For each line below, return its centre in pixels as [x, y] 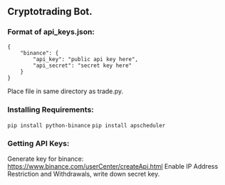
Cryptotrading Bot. [50, 12]
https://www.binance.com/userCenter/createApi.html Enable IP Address [113, 166]
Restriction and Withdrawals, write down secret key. [84, 174]
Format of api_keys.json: [51, 32]
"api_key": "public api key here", [86, 59]
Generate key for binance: [46, 159]
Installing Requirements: [51, 110]
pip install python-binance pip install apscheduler [87, 125]
